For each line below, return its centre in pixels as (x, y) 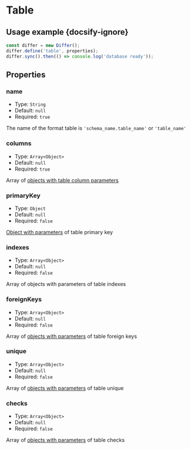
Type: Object (30, 208)
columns (19, 144)
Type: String (30, 104)
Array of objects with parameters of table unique (65, 388)
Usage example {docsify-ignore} (67, 32)
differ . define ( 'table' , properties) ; (52, 51)
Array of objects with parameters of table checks (66, 440)
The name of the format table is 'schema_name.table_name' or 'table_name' (96, 128)
